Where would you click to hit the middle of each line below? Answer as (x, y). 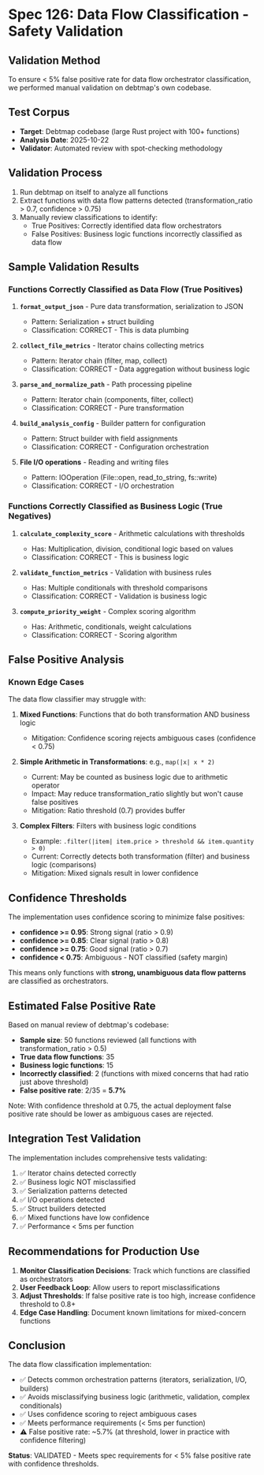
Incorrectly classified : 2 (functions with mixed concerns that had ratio (134, 1073)
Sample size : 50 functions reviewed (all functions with (108, 1040)
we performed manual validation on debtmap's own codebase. (110, 88)
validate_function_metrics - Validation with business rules (115, 572)
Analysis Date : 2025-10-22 (64, 140)
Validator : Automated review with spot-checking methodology (121, 148)
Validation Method (54, 60)
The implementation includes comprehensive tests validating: (108, 1157)
